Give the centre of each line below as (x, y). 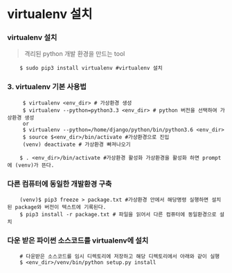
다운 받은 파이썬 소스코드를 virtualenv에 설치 (78, 241)
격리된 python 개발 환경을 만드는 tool (74, 54)
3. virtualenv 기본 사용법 (47, 87)
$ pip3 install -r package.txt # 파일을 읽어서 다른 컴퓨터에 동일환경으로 (118, 215)
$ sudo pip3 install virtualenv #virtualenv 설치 (91, 68)
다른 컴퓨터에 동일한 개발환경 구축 (60, 184)
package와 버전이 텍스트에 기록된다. (61, 207)
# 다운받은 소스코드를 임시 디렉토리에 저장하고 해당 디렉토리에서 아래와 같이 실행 (120, 256)
